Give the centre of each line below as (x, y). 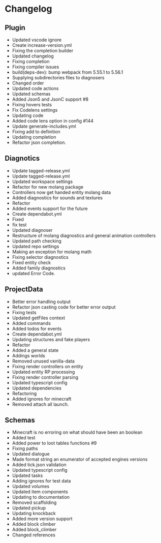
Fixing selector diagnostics (40, 257)
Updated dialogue (31, 454)
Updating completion (34, 137)
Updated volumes (30, 487)
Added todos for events (37, 328)
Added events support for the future (50, 208)
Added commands (31, 323)
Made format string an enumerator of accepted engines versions (80, 459)
